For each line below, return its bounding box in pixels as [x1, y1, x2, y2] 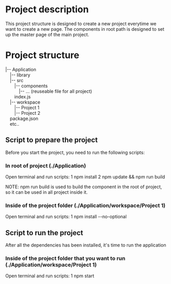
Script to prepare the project [5, 136, 98, 145]
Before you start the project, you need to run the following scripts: [5, 149, 145, 155]
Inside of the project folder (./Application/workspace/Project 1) [5, 201, 166, 209]
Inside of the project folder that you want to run [5, 255, 126, 262]
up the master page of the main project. [5, 31, 89, 37]
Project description [5, 4, 89, 15]
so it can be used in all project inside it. [5, 189, 88, 195]
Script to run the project [5, 228, 84, 237]
